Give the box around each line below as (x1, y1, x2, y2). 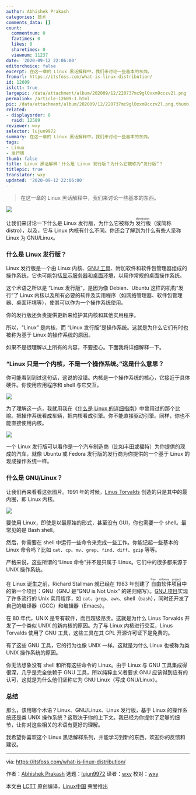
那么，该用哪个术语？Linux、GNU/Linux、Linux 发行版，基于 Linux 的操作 (6, 707, 183, 714)
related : (6, 107, 27, 112)
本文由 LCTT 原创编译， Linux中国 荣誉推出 (6, 783, 108, 790)
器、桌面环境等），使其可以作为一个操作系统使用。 (6, 299, 127, 306)
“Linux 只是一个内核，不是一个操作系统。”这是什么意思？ (6, 360, 164, 368)
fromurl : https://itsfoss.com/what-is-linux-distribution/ (6, 74, 153, 80)
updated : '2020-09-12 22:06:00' (6, 178, 85, 183)
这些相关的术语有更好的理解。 (31, 721, 103, 728)
